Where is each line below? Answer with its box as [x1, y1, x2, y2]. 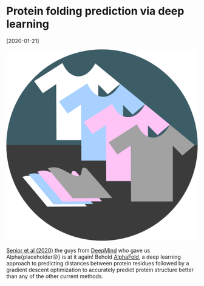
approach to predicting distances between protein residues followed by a [6, 259, 189, 267]
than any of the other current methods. [6, 272, 104, 280]
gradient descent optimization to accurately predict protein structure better [6, 266, 194, 273]
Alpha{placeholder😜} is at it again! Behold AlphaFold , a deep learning [6, 253, 181, 260]
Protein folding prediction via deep [6, 4, 185, 18]
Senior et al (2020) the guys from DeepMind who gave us [6, 247, 151, 254]
